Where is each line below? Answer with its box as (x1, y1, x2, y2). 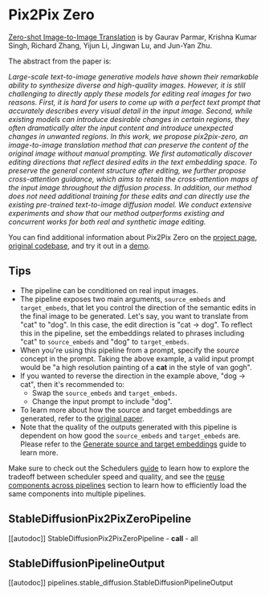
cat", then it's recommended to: (19, 379, 125, 389)
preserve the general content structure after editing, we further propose (8, 165, 247, 175)
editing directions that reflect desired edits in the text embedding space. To (8, 157, 258, 166)
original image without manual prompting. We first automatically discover (8, 149, 253, 158)
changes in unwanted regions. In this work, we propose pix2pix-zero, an (8, 131, 249, 141)
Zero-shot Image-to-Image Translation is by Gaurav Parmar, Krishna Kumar (8, 32, 257, 42)
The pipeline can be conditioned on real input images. (19, 285, 198, 295)
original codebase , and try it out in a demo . (8, 241, 151, 251)
